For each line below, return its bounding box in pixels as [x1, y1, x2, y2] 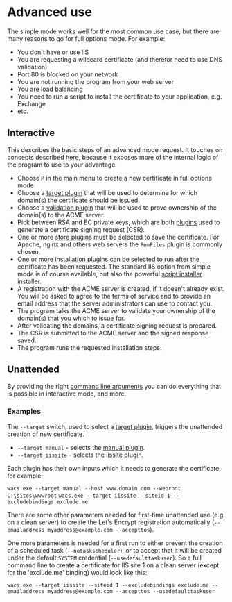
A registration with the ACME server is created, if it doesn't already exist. [17, 284, 225, 292]
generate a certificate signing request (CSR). [17, 225, 145, 233]
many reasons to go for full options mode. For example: [7, 34, 166, 42]
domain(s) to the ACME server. [17, 210, 105, 219]
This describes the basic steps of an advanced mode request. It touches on [7, 145, 223, 153]
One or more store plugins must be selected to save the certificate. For [17, 233, 220, 241]
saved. [17, 336, 37, 344]
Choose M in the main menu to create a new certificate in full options [17, 174, 213, 182]
